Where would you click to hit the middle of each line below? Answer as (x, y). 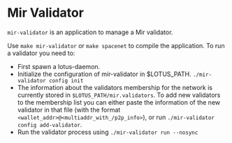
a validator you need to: (41, 53)
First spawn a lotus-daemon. (59, 66)
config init (66, 81)
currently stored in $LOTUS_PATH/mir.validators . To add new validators (119, 95)
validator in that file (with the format (69, 110)
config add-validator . (50, 124)
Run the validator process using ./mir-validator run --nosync (108, 132)
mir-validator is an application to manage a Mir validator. (90, 32)
